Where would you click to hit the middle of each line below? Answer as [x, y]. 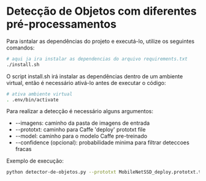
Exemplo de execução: [35, 161]
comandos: [21, 48]
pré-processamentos [61, 24]
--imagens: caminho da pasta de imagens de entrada [82, 123]
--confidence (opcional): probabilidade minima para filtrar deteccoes [102, 142]
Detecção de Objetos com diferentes [102, 11]
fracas [23, 149]
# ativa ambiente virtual [39, 94]
